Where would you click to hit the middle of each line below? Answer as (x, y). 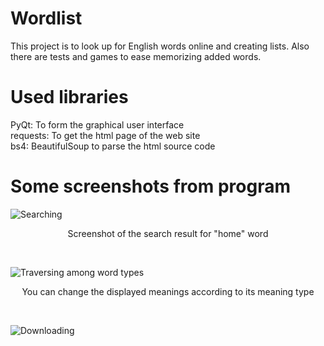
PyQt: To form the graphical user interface (97, 124)
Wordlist (46, 18)
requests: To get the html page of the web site (105, 135)
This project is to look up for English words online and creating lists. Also (160, 46)
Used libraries (69, 97)
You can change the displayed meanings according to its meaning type (168, 291)
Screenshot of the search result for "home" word (168, 233)
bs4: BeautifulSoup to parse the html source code (113, 146)
